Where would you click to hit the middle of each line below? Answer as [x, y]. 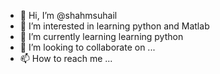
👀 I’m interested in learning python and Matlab [114, 26]
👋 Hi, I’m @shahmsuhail [68, 15]
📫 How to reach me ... [66, 58]
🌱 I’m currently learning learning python [101, 36]
